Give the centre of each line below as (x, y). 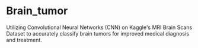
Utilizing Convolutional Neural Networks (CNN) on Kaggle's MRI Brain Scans (99, 27)
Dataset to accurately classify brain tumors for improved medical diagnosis (98, 33)
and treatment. (24, 40)
